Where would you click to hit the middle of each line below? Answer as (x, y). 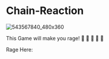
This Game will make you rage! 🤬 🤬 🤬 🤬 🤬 (55, 38)
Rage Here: (20, 49)
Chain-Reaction (45, 11)
